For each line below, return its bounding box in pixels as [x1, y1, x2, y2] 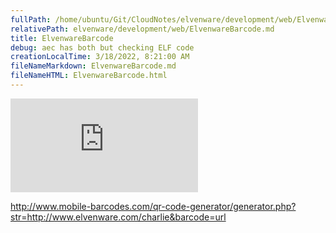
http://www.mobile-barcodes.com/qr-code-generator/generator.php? [10, 200, 297, 212]
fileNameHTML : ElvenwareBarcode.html [10, 71, 168, 81]
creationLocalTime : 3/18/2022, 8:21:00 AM [10, 52, 190, 62]
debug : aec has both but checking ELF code [10, 42, 195, 53]
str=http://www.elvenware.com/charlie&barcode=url [10, 211, 227, 223]
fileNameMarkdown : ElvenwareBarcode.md [10, 61, 177, 71]
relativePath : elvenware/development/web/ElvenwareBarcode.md [10, 24, 275, 34]
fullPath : [10, 14, 52, 25]
